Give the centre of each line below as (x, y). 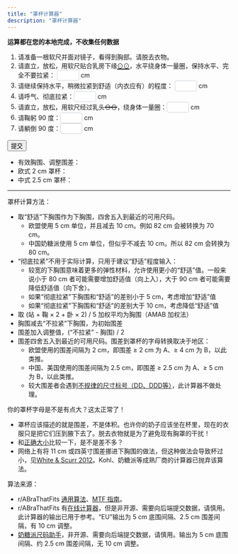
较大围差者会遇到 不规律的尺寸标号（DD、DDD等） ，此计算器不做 (122, 385)
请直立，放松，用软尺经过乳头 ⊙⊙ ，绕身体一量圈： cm (108, 107)
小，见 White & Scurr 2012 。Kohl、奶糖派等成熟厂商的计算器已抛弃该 (117, 460)
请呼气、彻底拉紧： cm (62, 96)
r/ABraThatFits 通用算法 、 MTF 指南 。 (72, 499)
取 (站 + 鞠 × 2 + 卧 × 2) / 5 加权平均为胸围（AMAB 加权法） (105, 314)
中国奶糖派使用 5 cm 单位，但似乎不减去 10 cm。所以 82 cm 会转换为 (129, 243)
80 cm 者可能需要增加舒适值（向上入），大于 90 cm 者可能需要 (140, 278)
